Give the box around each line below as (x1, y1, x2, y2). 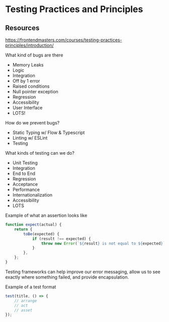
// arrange (14, 298, 37, 303)
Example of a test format (5, 284, 56, 290)
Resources (5, 24, 40, 32)
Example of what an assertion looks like (5, 213, 88, 218)
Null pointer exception (12, 89, 59, 94)
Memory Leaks (12, 62, 44, 68)
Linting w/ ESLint (12, 135, 48, 141)
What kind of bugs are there (5, 52, 63, 58)
